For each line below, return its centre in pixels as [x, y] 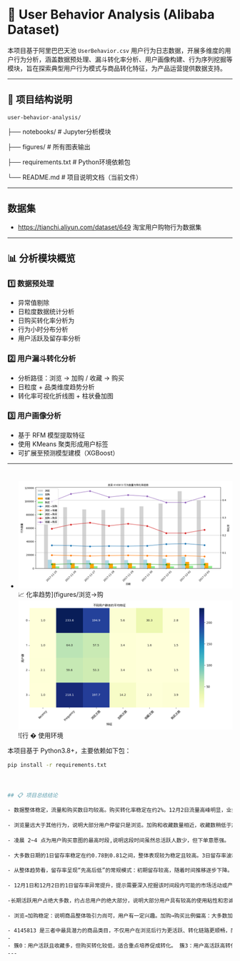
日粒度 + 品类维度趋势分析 [56, 387]
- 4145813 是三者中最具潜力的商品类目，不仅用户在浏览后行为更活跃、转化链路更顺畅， [119, 931]
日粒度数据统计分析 [46, 312]
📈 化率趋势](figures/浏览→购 [60, 595]
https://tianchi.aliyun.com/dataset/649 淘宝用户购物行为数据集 [110, 227]
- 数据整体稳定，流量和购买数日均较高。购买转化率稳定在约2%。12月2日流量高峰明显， [117, 810]
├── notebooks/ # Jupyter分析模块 [59, 131]
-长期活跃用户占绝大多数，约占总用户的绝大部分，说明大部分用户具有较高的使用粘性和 [115, 900]
